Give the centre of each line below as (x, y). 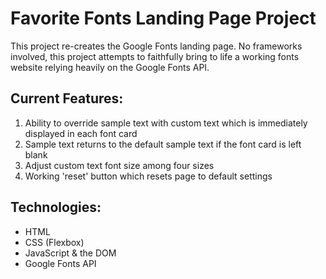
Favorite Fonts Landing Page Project (163, 18)
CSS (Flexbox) (54, 242)
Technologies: (56, 207)
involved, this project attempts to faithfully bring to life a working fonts (155, 56)
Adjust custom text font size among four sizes (119, 165)
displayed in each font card (81, 133)
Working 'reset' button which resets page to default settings (148, 176)
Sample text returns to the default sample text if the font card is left (163, 144)
